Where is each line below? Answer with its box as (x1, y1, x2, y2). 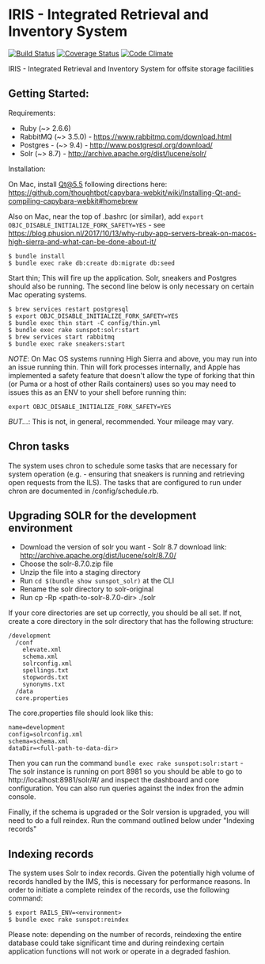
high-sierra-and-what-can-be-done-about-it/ (8, 236, 157, 247)
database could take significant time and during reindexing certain (8, 938, 225, 948)
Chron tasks (8, 440, 70, 453)
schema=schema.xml (8, 737, 69, 746)
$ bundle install (8, 252, 66, 260)
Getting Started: (8, 87, 89, 101)
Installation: (8, 164, 46, 174)
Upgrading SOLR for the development (8, 509, 197, 522)
